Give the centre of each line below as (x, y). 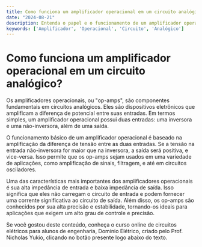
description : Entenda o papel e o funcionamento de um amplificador (94, 23)
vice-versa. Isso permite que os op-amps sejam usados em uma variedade (99, 157)
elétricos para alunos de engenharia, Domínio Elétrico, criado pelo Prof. (95, 231)
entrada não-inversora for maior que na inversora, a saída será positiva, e (97, 150)
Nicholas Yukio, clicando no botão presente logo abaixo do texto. (87, 237)
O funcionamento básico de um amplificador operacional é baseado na (94, 138)
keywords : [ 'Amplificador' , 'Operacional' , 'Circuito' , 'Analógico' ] (95, 29)
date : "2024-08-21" (31, 17)
